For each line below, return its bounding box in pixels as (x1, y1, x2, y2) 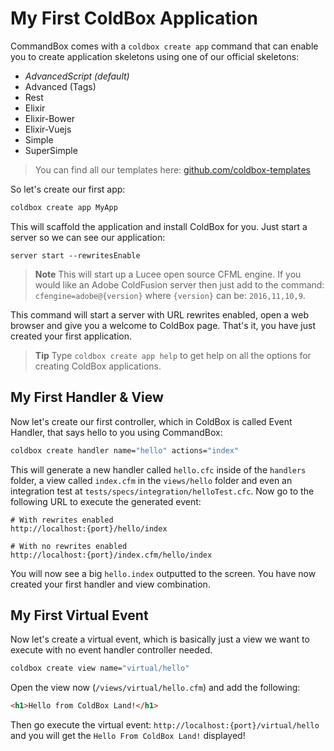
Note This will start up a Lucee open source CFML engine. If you (34, 268, 302, 280)
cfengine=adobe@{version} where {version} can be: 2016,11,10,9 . (34, 289, 306, 301)
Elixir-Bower (24, 112, 76, 124)
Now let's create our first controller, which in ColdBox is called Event (10, 415, 293, 427)
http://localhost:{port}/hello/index (10, 523, 168, 534)
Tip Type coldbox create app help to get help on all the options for (34, 349, 312, 361)
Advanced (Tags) (24, 80, 97, 92)
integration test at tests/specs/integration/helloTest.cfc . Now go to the (10, 485, 315, 497)
